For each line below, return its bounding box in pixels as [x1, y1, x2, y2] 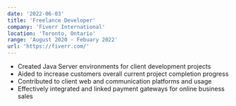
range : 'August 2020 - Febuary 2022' [7, 37, 118, 44]
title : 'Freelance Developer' [7, 17, 97, 24]
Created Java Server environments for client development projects [17, 62, 211, 70]
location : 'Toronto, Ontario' [7, 29, 97, 37]
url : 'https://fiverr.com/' [7, 43, 90, 50]
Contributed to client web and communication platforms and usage [17, 77, 212, 85]
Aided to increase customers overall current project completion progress [17, 69, 229, 78]
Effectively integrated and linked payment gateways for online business [17, 85, 225, 93]
